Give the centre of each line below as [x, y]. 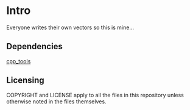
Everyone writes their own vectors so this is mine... [70, 27]
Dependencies [34, 46]
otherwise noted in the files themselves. [56, 101]
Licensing [25, 81]
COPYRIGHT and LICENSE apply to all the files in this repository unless [95, 95]
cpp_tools [19, 61]
